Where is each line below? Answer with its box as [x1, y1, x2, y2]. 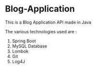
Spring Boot [12, 38, 36, 44]
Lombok [12, 48, 29, 54]
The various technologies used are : [5, 28, 77, 34]
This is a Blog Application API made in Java [5, 19, 92, 25]
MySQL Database [12, 43, 48, 49]
